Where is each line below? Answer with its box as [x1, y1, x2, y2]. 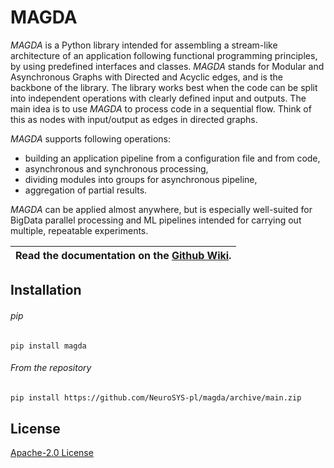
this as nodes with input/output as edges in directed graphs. [10, 113, 258, 125]
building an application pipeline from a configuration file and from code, [24, 152, 321, 164]
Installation [10, 282, 82, 299]
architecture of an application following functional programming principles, [10, 49, 318, 61]
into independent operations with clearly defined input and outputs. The [10, 92, 307, 104]
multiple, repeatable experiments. [10, 224, 149, 236]
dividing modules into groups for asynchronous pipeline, [24, 173, 258, 185]
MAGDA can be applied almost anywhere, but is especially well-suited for [10, 203, 313, 215]
